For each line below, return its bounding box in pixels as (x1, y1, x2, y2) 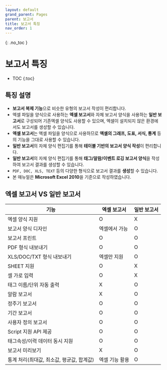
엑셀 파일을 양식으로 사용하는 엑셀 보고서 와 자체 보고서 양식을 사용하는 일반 (12, 111, 157, 117)
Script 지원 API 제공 (7, 328, 52, 335)
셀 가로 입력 (7, 272, 34, 279)
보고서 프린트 (7, 234, 37, 241)
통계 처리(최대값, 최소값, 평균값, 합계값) (7, 356, 94, 363)
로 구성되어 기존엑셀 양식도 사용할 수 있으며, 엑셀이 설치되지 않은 (20, 118, 145, 124)
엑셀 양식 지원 (7, 216, 38, 223)
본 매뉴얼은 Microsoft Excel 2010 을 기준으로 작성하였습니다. (12, 174, 132, 180)
